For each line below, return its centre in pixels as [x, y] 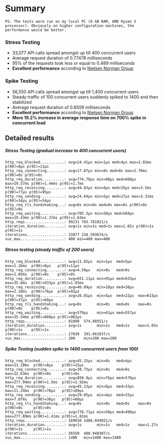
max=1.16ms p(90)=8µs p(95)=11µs [42, 266]
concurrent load [29, 123]
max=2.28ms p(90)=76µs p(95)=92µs [42, 291]
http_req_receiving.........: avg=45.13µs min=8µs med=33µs [70, 386]
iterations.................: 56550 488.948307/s [58, 433]
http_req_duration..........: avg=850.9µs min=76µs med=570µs [71, 378]
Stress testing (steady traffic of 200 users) [50, 250]
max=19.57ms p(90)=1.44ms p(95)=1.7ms [44, 183]
